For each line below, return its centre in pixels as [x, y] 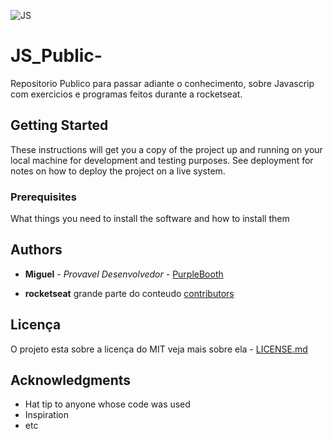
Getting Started [59, 125]
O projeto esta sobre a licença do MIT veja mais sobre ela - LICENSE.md [159, 349]
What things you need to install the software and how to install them [150, 219]
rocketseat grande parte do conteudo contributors [129, 293]
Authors [36, 250]
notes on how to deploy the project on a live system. [118, 171]
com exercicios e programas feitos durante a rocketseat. [126, 94]
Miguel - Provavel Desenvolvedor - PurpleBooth [124, 274]
